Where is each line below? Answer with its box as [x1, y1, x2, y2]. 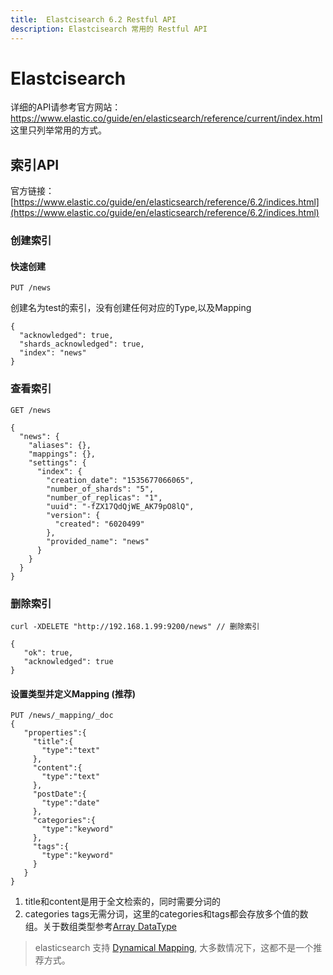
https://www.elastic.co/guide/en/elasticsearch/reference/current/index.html [10, 112, 323, 125]
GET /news [10, 405, 52, 415]
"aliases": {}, [28, 440, 92, 450]
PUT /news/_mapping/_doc [10, 711, 114, 721]
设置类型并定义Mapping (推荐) [10, 687, 137, 700]
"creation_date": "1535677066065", [46, 475, 195, 485]
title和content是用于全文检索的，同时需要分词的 [24, 896, 222, 908]
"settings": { [28, 457, 87, 468]
